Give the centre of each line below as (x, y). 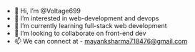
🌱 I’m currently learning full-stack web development (90, 26)
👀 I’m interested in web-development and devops (86, 18)
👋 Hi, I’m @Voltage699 (47, 11)
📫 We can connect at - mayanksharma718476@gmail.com (101, 41)
